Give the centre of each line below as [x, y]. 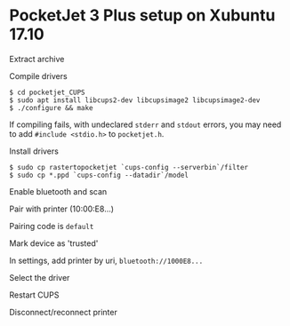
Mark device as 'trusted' [54, 243]
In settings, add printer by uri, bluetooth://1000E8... [106, 260]
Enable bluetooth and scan [58, 191]
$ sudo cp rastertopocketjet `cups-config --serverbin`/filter [129, 167]
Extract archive [37, 59]
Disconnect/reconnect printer [63, 312]
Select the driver [40, 277]
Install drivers [34, 151]
